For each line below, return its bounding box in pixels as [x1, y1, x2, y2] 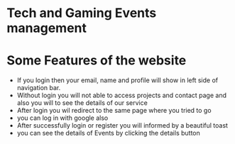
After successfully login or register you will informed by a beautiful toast [16, 121, 229, 130]
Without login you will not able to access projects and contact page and [16, 91, 227, 100]
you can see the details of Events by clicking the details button [16, 129, 200, 138]
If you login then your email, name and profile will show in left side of [16, 76, 218, 84]
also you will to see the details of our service [16, 99, 148, 107]
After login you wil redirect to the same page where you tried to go [16, 106, 212, 115]
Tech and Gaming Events [6, 5, 157, 21]
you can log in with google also [16, 113, 109, 122]
